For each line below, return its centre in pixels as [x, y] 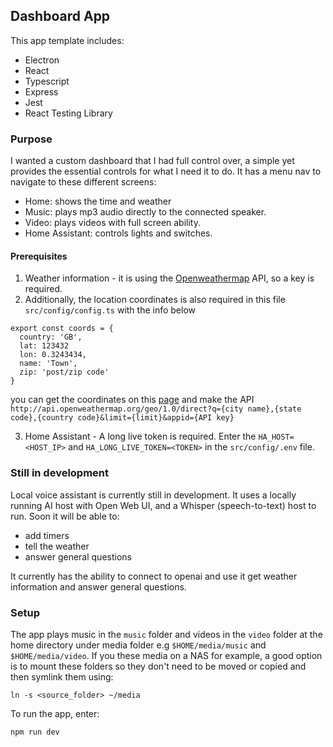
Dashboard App [60, 16]
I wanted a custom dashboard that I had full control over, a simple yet [152, 161]
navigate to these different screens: [83, 182]
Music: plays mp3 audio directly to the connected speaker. [145, 212]
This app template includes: [67, 40]
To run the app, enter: [55, 713]
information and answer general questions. [98, 586]
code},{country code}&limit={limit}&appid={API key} [122, 418]
